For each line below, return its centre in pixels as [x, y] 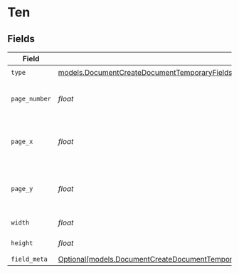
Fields [21, 39]
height [22, 243]
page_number [31, 99]
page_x [22, 141]
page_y [22, 189]
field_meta [29, 259]
